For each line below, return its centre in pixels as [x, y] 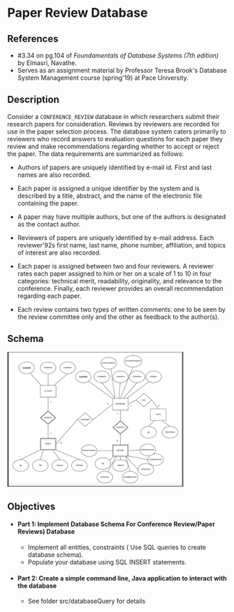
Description [33, 100]
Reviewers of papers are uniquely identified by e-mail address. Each [116, 237]
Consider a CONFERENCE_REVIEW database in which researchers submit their [114, 116]
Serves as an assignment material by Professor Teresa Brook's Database [122, 70]
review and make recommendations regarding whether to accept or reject [114, 146]
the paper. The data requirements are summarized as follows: [96, 154]
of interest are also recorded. [59, 252]
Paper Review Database [78, 13]
